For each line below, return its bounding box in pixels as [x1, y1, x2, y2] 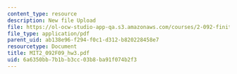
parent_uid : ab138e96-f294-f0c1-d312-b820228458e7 [7, 37, 159, 44]
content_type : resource [7, 10, 78, 18]
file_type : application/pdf [7, 30, 90, 37]
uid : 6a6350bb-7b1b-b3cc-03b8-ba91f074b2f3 [7, 56, 138, 63]
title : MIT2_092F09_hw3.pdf [7, 50, 90, 57]
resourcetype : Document [7, 43, 78, 50]
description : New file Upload [7, 17, 97, 24]
